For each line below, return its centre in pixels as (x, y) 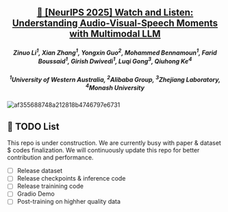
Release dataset (40, 171)
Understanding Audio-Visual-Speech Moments (115, 24)
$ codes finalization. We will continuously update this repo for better (103, 150)
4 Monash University (115, 87)
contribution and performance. (50, 157)
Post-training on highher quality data (69, 202)
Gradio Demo (36, 194)
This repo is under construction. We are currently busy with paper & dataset (114, 143)
